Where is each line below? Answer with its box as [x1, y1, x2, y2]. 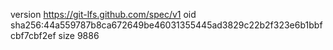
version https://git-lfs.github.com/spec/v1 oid [10, 9, 197, 20]
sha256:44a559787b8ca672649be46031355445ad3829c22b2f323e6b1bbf [10, 19, 323, 31]
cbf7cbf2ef [10, 30, 57, 41]
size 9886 [58, 30, 100, 41]
